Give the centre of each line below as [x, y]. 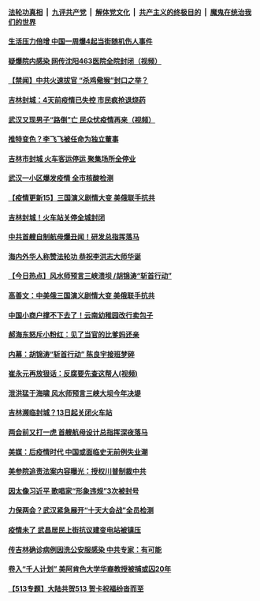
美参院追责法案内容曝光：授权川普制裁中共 [77, 471]
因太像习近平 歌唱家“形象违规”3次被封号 [74, 490]
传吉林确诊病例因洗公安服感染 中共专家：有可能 [85, 550]
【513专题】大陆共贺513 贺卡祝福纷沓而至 [76, 588]
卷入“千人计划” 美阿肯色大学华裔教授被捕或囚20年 [90, 569]
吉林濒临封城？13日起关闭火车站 [60, 413]
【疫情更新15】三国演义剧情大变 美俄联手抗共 [82, 197]
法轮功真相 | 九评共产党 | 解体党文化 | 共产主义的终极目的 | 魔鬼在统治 [126, 12]
